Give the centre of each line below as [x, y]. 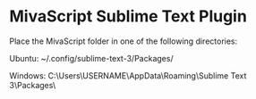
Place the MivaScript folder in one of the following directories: [124, 41]
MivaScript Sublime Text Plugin [128, 16]
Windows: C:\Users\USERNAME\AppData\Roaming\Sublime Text [128, 75]
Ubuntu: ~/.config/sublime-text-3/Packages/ [91, 58]
